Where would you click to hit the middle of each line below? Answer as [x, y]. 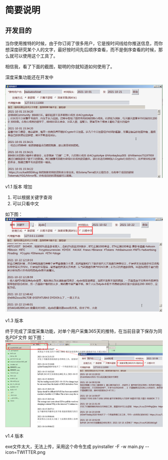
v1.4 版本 [14, 436]
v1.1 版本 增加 [19, 187]
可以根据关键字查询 [32, 197]
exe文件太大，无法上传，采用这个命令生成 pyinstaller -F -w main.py [74, 446]
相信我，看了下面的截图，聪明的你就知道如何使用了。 [60, 66]
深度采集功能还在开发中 [29, 77]
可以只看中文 [25, 203]
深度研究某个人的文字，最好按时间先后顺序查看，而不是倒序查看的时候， [84, 50]
